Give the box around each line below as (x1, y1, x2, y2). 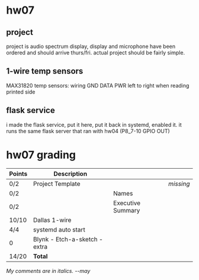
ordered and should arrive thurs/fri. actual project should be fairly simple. (6, 49, 185, 56)
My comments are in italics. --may (6, 267, 91, 274)
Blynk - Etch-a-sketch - (33, 235, 104, 243)
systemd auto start (33, 226, 86, 234)
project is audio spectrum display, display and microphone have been (6, 43, 176, 50)
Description (53, 169, 88, 178)
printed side (6, 88, 36, 95)
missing (168, 179, 190, 188)
